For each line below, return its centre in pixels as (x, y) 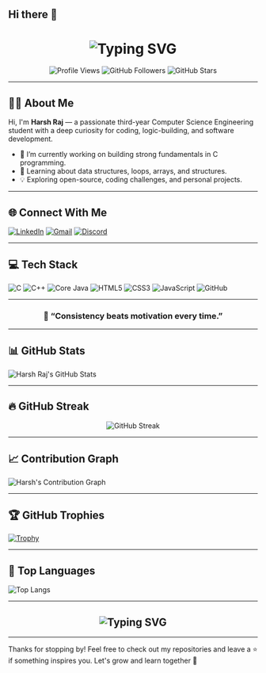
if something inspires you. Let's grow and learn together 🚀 (103, 660)
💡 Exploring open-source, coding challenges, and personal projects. (131, 180)
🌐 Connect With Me (58, 212)
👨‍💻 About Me (41, 103)
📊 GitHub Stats (47, 351)
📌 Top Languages (52, 570)
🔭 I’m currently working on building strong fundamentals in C (119, 155)
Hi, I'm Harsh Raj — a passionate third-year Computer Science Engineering (131, 122)
